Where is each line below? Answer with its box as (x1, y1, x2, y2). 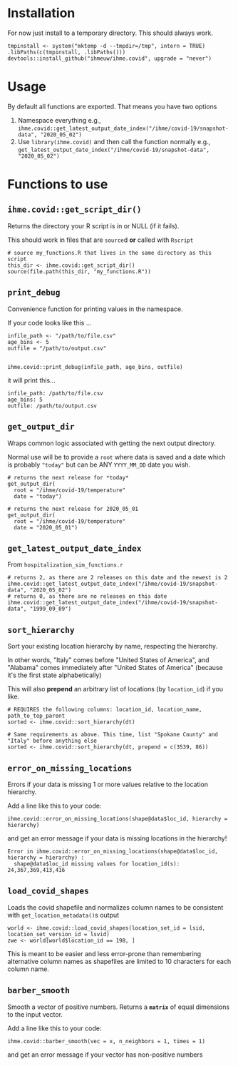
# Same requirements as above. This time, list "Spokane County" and (7, 731, 219, 738)
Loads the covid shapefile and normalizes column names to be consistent (7, 903, 224, 911)
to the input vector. (7, 1010, 63, 1018)
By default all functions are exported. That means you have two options (7, 102, 217, 111)
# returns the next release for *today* (7, 474, 130, 481)
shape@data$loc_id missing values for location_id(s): (14, 860, 180, 868)
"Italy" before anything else (7, 737, 98, 745)
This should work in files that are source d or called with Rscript (7, 235, 194, 244)
